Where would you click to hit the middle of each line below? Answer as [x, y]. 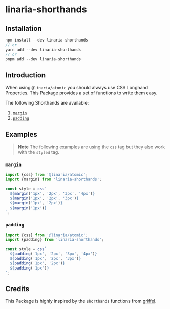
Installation [24, 28]
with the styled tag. [39, 152]
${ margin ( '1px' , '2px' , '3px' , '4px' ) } [52, 193]
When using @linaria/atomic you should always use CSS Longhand [77, 88]
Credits [17, 289]
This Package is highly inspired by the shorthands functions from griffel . [81, 301]
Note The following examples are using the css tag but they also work [91, 147]
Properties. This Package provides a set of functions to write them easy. [81, 93]
